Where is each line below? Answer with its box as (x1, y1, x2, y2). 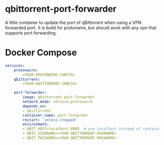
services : (5, 63, 25, 68)
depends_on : (22, 104, 47, 108)
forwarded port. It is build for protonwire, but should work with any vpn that (5, 24, 157, 30)
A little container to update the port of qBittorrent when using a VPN (5, 20, 142, 25)
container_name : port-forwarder (22, 113, 89, 118)
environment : (22, 122, 49, 127)
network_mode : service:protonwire (22, 99, 93, 104)
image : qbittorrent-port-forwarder (22, 95, 95, 100)
